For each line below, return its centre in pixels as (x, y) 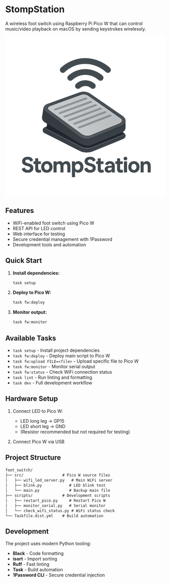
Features (20, 211)
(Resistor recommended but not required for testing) (75, 432)
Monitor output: (30, 312)
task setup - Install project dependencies (56, 350)
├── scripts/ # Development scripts (58, 495)
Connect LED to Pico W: (38, 411)
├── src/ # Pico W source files (58, 475)
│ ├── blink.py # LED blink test (55, 485)
